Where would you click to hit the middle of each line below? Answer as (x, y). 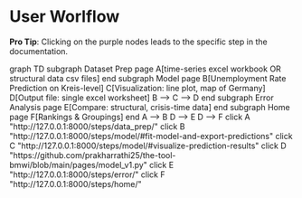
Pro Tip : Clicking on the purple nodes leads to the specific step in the (139, 42)
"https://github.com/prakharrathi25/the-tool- (93, 155)
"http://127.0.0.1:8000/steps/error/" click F (87, 174)
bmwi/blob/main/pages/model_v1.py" (78, 165)
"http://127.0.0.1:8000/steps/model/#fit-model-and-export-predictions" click (151, 136)
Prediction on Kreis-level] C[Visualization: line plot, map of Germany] (137, 88)
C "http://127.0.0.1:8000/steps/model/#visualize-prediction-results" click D (148, 146)
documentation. (39, 51)
